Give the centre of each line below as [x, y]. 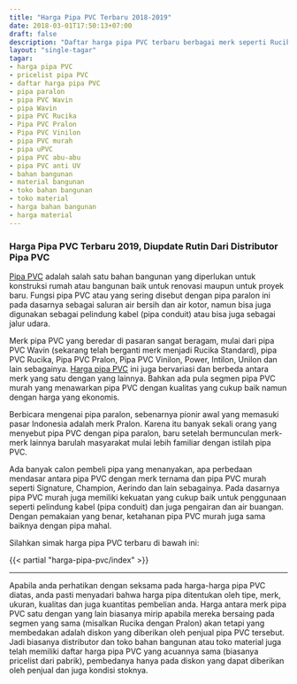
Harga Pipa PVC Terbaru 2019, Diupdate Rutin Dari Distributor [144, 246]
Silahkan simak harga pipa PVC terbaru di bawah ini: [104, 542]
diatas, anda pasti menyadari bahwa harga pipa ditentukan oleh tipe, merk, [145, 595]
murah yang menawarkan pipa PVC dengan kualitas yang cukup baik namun [148, 387]
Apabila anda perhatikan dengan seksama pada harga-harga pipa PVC [137, 585]
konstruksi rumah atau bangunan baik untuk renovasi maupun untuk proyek [147, 285]
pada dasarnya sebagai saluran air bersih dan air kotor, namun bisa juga [140, 304]
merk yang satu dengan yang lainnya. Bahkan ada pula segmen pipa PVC [142, 378]
